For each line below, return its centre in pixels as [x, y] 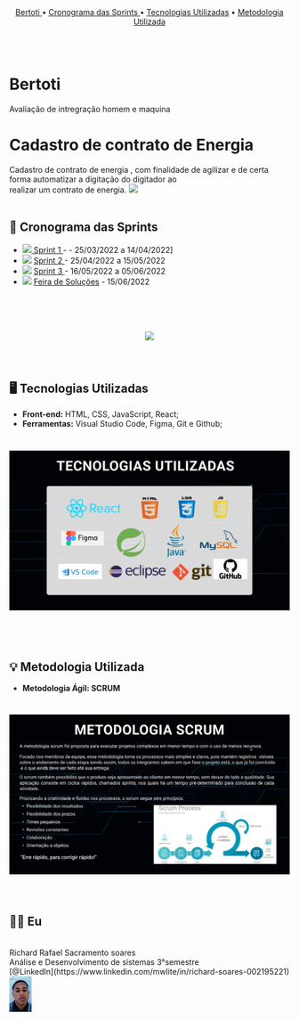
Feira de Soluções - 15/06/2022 [92, 282]
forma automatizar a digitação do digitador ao [93, 179]
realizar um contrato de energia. [68, 190]
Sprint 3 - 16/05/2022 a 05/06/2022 [100, 271]
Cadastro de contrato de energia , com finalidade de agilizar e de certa [139, 169]
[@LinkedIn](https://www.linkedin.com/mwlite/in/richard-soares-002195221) [149, 971]
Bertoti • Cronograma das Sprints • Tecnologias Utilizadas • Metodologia [149, 12]
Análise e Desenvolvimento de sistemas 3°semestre [105, 962]
